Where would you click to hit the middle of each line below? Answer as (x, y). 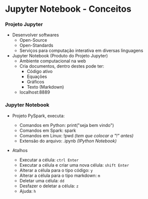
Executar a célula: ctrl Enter (49, 160)
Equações (37, 76)
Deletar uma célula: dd (42, 180)
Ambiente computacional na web (53, 61)
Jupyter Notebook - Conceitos (68, 9)
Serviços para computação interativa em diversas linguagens (81, 50)
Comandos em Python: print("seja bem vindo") (67, 125)
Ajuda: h (28, 191)
